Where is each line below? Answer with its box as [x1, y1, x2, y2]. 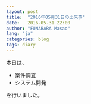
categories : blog [6, 36, 49, 42]
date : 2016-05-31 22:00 [6, 20, 70, 26]
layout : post [6, 8, 39, 15]
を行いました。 [6, 92, 43, 99]
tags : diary [6, 42, 36, 48]
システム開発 [14, 78, 46, 86]
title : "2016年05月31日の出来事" [6, 14, 86, 20]
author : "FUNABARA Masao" [6, 25, 70, 31]
